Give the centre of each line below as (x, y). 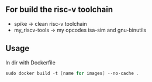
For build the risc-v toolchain (59, 10)
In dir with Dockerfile (31, 62)
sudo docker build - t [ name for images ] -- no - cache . (72, 73)
